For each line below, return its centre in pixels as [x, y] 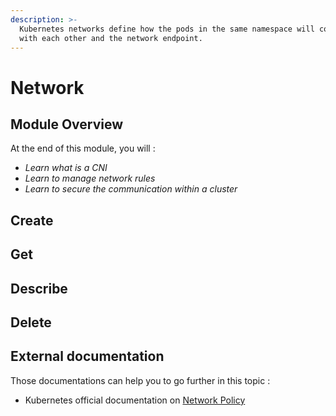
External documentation [87, 356]
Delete [31, 322]
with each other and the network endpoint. [111, 38]
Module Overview [67, 124]
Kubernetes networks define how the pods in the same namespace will [167, 29]
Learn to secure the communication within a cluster [131, 189]
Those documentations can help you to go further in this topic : [140, 380]
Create [32, 220]
